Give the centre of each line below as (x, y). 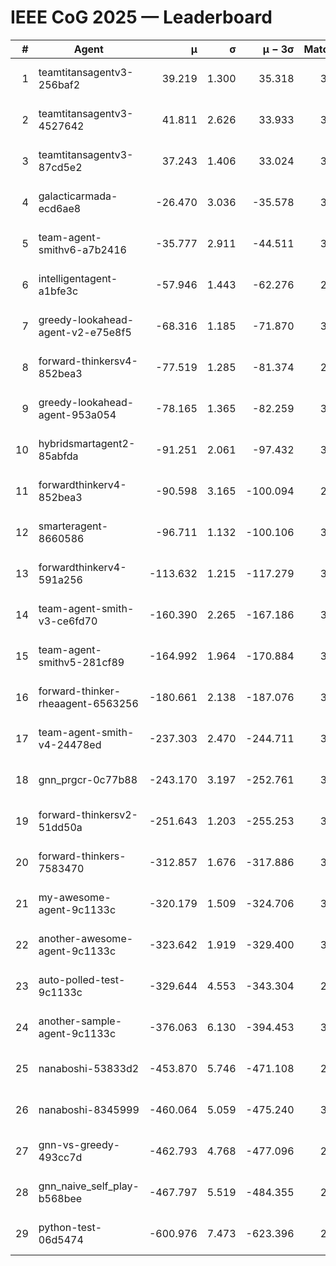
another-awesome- (86, 938)
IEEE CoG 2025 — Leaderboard (141, 17)
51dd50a (60, 827)
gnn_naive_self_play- (89, 1186)
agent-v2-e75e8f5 (85, 332)
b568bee (60, 1198)
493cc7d (60, 1157)
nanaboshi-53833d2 (89, 1068)
